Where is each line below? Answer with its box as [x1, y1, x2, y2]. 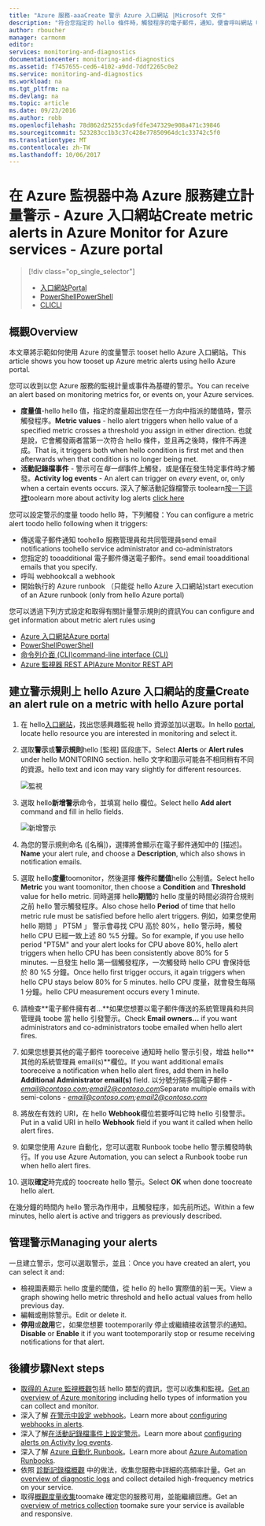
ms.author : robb [9, 114, 62, 122]
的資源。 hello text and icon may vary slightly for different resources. [20, 764, 242, 774]
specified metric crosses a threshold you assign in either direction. [20, 426, 237, 435]
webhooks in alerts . [20, 1420, 85, 1429]
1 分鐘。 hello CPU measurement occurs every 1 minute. [20, 986, 200, 997]
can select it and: [9, 1267, 65, 1276]
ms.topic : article [9, 99, 69, 107]
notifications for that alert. [20, 1337, 105, 1346]
